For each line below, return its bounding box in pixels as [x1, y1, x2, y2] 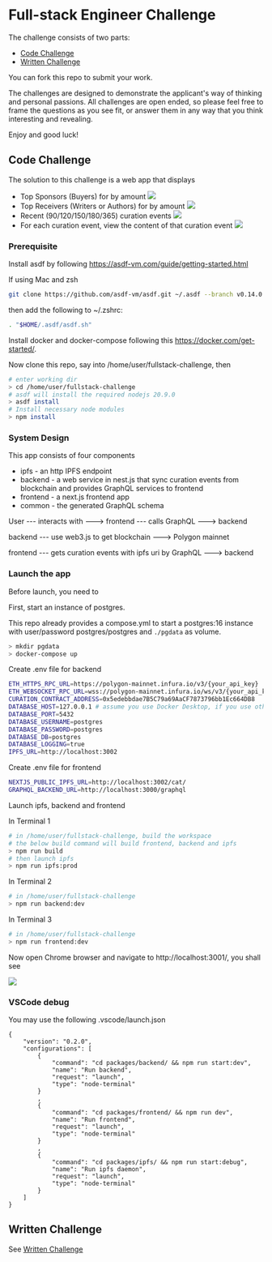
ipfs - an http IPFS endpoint [19, 466, 113, 476]
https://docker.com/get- [175, 335, 255, 345]
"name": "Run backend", [51, 1066, 132, 1075]
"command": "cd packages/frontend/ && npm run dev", [51, 1109, 233, 1117]
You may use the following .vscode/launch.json [8, 1015, 166, 1025]
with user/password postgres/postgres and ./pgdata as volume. [8, 627, 221, 636]
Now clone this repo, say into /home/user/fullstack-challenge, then [8, 359, 232, 370]
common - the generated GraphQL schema [19, 501, 164, 511]
